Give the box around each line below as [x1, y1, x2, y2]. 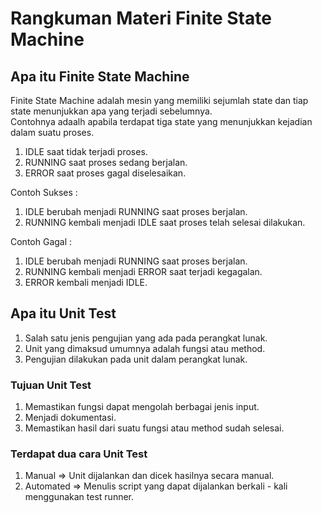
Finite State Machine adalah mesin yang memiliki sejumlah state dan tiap [10, 95, 309, 106]
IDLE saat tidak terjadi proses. [24, 146, 148, 157]
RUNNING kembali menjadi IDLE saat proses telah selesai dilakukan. [24, 217, 306, 228]
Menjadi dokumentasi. [24, 412, 117, 424]
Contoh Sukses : [10, 187, 78, 198]
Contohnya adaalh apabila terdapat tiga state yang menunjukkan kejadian [10, 116, 313, 127]
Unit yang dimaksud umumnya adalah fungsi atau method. [24, 342, 266, 354]
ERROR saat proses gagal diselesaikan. [24, 167, 187, 179]
